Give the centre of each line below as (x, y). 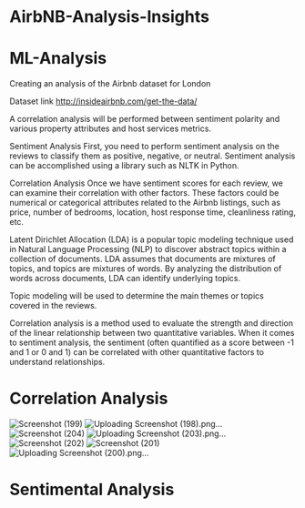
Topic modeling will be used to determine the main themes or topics (137, 296)
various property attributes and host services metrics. (111, 128)
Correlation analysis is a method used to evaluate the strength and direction (152, 323)
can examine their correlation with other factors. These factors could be (144, 193)
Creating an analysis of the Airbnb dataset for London (110, 84)
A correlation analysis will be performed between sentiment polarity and (145, 119)
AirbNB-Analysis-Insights (109, 17)
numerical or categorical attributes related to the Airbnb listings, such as (145, 203)
